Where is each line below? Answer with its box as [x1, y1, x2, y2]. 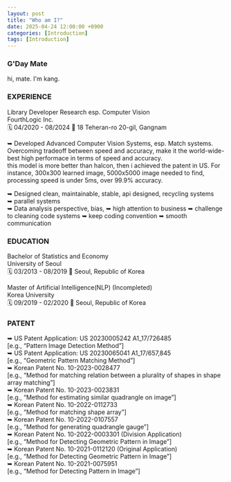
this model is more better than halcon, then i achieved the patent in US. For [7, 161, 221, 169]
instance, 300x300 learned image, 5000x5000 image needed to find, [7, 168, 205, 177]
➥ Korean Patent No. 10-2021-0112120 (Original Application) [7, 445, 178, 454]
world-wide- [189, 147, 225, 155]
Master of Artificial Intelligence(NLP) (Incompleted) [7, 283, 153, 292]
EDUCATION [7, 236, 50, 246]
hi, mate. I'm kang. [7, 74, 60, 83]
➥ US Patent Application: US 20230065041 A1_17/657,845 [7, 349, 172, 358]
